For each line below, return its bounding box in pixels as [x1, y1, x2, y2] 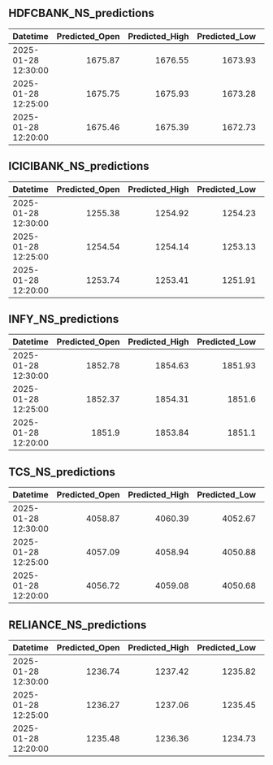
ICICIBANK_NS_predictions [8, 159, 149, 173]
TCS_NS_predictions [8, 465, 115, 479]
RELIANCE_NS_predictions [8, 618, 147, 632]
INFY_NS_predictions [8, 312, 119, 326]
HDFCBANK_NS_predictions [8, 7, 154, 20]
